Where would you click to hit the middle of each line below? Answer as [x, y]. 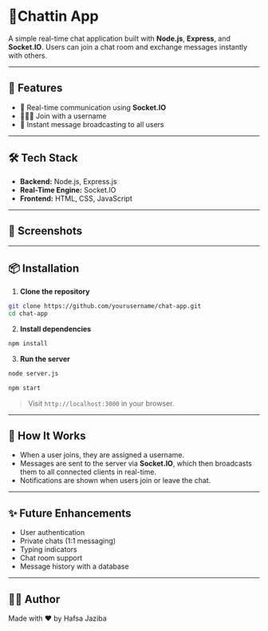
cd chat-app [28, 314]
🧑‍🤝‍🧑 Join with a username [63, 116]
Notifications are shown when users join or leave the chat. [115, 481]
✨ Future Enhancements [70, 513]
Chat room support [51, 558]
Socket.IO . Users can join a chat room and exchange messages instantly [128, 46]
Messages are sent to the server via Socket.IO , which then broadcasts [136, 464]
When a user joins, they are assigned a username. [102, 455]
